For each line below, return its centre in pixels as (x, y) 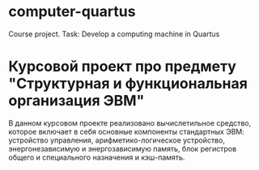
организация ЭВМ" (76, 101)
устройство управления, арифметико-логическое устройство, (117, 140)
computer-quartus (72, 12)
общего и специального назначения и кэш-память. (97, 157)
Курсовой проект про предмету (123, 66)
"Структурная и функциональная (128, 84)
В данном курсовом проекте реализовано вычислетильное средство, (130, 122)
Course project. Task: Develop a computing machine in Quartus (114, 34)
